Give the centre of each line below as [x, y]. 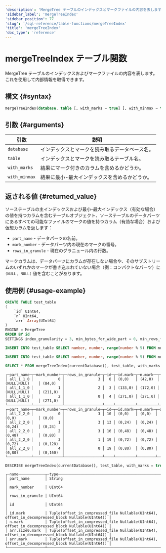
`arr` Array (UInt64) [35, 321]
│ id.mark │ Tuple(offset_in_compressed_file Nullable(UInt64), [82, 513]
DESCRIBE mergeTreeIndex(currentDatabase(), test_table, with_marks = [79, 466]
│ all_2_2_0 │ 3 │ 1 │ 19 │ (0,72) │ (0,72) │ [82, 440]
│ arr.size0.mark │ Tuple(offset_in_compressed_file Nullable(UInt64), [82, 531]
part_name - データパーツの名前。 [46, 238]
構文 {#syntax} [28, 97]
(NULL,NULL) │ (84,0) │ [35, 383]
